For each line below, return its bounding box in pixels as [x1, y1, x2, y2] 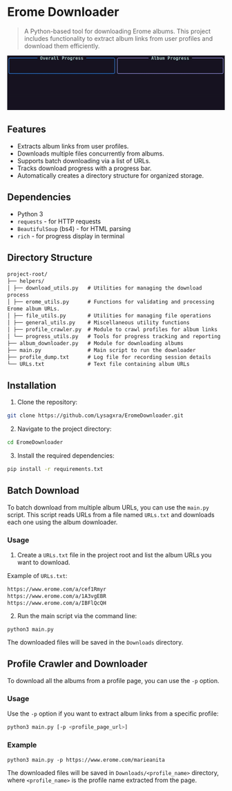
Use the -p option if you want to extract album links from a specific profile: [7, 709, 219, 718]
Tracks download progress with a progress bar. [17, 164, 152, 172]
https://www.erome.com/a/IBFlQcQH [7, 599, 107, 606]
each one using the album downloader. [7, 518, 118, 526]
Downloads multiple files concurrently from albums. [17, 149, 164, 158]
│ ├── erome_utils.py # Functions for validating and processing [7, 299, 215, 306]
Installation [7, 380, 57, 391]
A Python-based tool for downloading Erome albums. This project [23, 27, 211, 35]
